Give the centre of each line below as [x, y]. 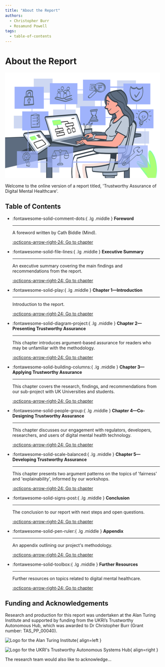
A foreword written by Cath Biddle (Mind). [54, 232]
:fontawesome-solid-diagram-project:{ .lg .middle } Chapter [73, 323]
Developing [24, 459]
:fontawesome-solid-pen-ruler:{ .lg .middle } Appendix [68, 531]
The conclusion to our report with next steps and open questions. [78, 512]
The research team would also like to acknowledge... [58, 660]
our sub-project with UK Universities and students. [63, 392]
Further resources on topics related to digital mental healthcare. [77, 578]
